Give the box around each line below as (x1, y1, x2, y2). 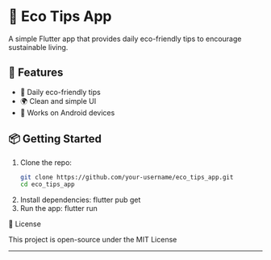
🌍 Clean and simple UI (19, 96, 97, 105)
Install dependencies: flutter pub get (19, 195, 141, 204)
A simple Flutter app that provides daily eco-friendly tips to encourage (8, 34, 242, 43)
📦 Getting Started (8, 132, 102, 146)
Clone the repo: (19, 157, 73, 167)
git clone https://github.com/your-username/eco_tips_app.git (19, 173, 234, 181)
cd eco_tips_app (19, 180, 75, 188)
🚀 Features (8, 66, 64, 80)
